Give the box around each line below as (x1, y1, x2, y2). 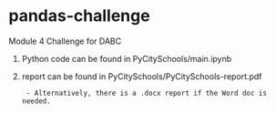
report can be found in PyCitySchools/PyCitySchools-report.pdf (21, 70, 262, 82)
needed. (21, 97, 51, 106)
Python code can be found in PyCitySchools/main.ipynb (21, 53, 232, 64)
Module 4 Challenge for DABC (8, 36, 122, 46)
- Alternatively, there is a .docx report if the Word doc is (26, 88, 268, 98)
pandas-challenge (8, 5, 151, 26)
